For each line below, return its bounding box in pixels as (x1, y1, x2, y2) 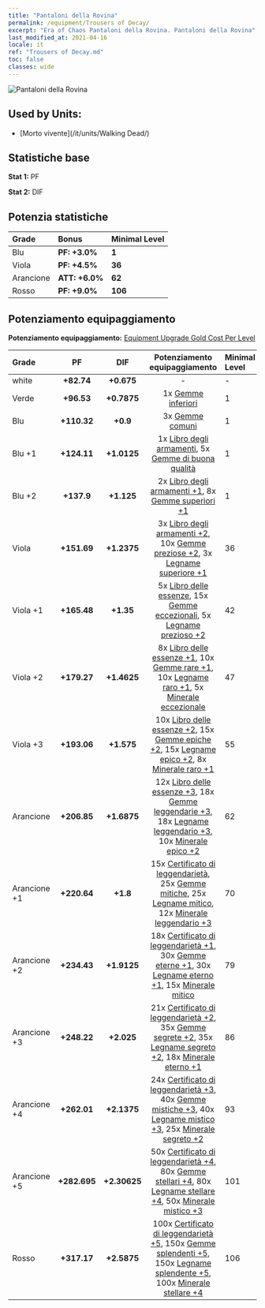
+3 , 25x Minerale (151, 1123, 215, 1134)
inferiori (168, 398, 198, 409)
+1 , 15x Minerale (151, 980, 215, 990)
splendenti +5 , (156, 1248, 211, 1258)
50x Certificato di (151, 1146, 216, 1157)
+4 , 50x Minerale (151, 1196, 215, 1206)
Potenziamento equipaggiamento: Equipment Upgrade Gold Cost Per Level (8, 333, 256, 342)
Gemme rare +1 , (152, 662, 214, 673)
